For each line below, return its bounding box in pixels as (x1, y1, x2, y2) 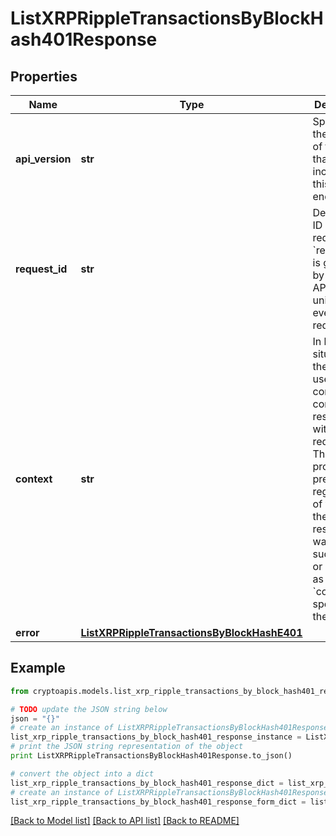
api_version (15, 152, 72, 166)
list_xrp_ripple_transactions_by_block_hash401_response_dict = (10, 778, 284, 788)
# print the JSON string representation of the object (10, 742, 244, 752)
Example (10, 660, 66, 677)
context (15, 472, 53, 486)
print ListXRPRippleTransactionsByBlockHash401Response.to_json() (10, 751, 293, 761)
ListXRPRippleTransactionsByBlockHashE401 (80, 626, 303, 639)
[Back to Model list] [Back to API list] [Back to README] (10, 815, 240, 827)
